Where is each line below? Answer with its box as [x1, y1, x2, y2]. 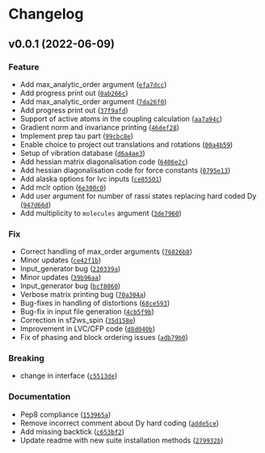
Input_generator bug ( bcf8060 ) [19, 281, 121, 291]
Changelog [8, 5, 84, 23]
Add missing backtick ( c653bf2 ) [19, 426, 125, 436]
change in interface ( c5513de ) [19, 371, 118, 380]
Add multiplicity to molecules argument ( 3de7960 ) [19, 208, 182, 218]
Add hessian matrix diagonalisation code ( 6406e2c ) [19, 157, 188, 166]
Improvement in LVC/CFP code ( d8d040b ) [19, 324, 156, 333]
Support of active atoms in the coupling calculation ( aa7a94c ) [19, 114, 223, 124]
